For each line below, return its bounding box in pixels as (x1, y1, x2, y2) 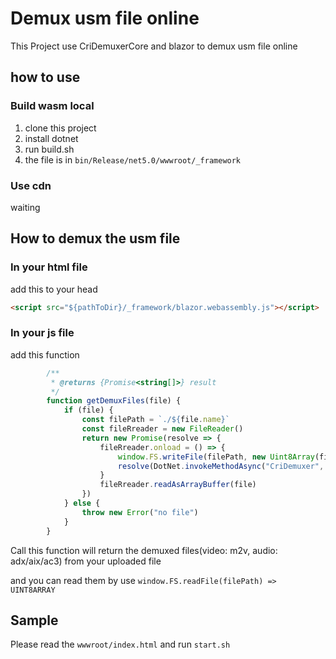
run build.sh (24, 143, 75, 155)
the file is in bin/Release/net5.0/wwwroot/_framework (24, 153, 242, 166)
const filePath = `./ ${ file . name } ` (81, 415, 230, 425)
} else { (63, 498, 101, 509)
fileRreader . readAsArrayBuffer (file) (99, 480, 257, 490)
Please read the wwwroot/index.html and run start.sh (10, 638, 231, 651)
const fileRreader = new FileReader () (81, 424, 244, 434)
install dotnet (24, 132, 79, 144)
